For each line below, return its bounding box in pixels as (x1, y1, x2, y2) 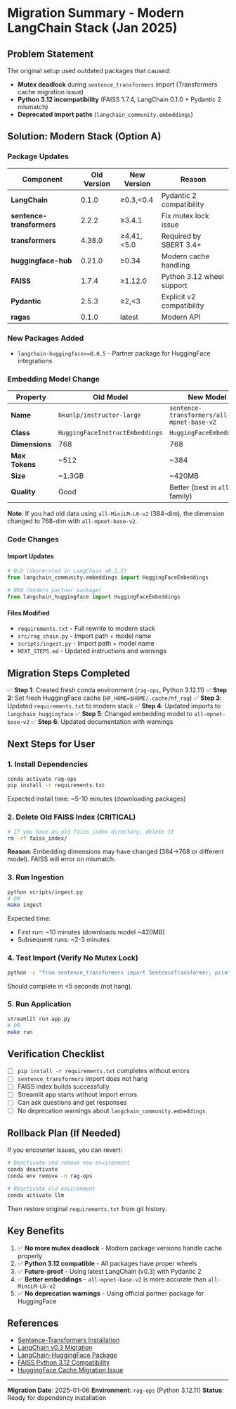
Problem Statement (7, 48, 94, 60)
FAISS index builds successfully (17, 1082, 110, 1091)
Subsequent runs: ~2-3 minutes (17, 935, 110, 944)
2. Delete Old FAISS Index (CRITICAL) (7, 812, 136, 822)
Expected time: (7, 914, 51, 923)
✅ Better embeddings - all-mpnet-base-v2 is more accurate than (17, 1275, 206, 1283)
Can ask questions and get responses (17, 1098, 127, 1107)
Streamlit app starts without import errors (17, 1090, 138, 1099)
